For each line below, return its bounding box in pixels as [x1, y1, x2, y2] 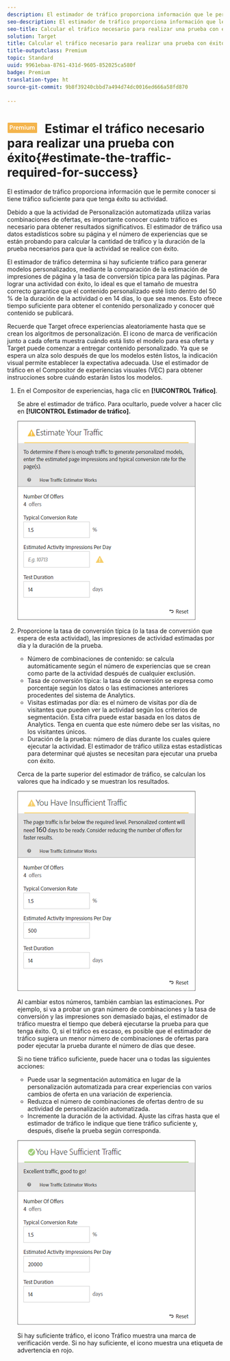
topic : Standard [7, 55, 53, 62]
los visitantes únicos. [27, 728, 87, 736]
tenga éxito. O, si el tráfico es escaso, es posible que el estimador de [16, 1027, 212, 1036]
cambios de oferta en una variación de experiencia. [27, 1090, 172, 1098]
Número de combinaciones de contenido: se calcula [27, 655, 175, 663]
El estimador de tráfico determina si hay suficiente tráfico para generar [7, 258, 207, 266]
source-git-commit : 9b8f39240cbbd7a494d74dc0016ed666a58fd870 [7, 83, 188, 91]
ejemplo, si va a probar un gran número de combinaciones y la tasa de [16, 1005, 216, 1014]
